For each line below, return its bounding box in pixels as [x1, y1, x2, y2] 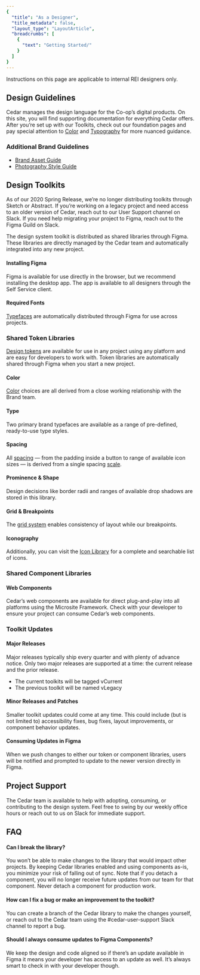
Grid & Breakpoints [6, 508, 54, 515]
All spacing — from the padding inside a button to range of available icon [6, 454, 186, 461]
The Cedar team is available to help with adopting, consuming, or [6, 796, 167, 804]
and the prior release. [6, 666, 59, 673]
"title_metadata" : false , [11, 20, 76, 26]
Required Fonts [6, 299, 45, 306]
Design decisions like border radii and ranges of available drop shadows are [6, 487, 193, 494]
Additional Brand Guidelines [6, 143, 90, 151]
